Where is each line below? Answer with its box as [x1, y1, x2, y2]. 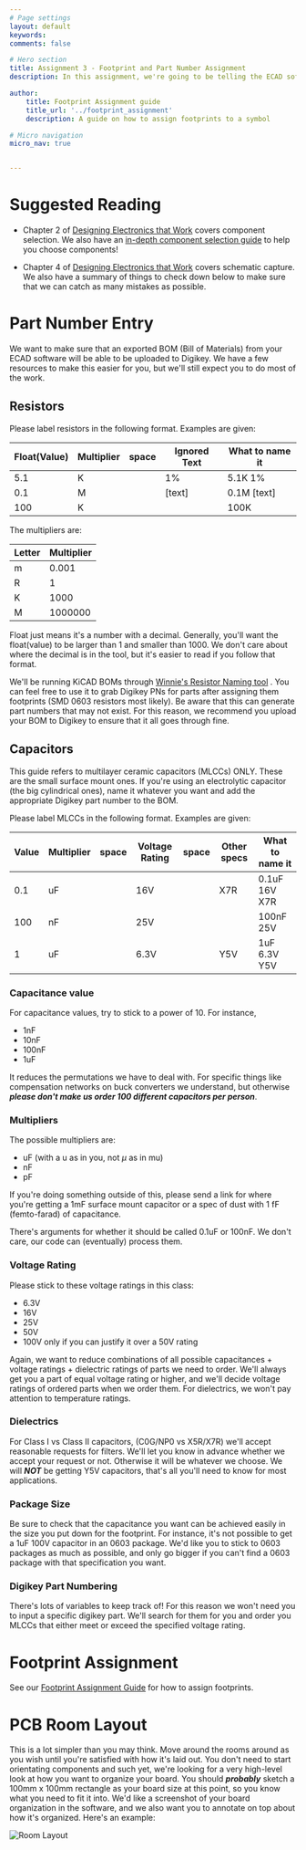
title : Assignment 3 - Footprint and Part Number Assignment [9, 64, 247, 73]
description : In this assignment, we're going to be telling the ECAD [9, 72, 283, 82]
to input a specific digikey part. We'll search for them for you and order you [9, 1610, 291, 1621]
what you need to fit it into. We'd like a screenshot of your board [9, 1793, 250, 1803]
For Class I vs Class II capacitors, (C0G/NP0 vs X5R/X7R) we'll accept [9, 1436, 271, 1447]
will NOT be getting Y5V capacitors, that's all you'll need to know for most [9, 1465, 287, 1476]
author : [9, 89, 39, 98]
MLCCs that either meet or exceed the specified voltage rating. [9, 1620, 246, 1631]
